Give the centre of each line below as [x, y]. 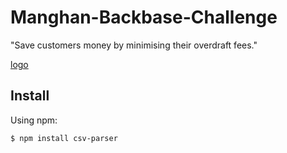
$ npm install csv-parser [64, 138]
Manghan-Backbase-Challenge [144, 17]
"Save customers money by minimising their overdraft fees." [134, 45]
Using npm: [34, 120]
